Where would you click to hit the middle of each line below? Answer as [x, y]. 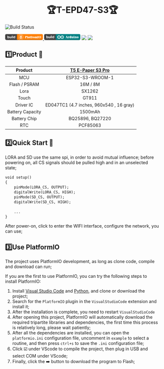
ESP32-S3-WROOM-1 [90, 77]
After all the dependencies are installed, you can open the [70, 333]
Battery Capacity [24, 111]
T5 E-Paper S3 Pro [90, 70]
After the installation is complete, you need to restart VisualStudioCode [83, 312]
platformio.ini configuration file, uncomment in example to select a [81, 338]
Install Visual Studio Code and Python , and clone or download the [79, 291]
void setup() [18, 177]
